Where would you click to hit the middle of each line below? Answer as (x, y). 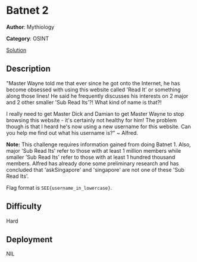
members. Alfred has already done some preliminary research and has (93, 163)
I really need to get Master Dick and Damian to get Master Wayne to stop (95, 113)
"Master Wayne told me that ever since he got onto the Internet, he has (93, 83)
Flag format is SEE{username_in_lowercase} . (59, 187)
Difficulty (24, 206)
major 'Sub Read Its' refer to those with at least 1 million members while (94, 150)
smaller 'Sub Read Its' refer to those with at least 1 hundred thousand (91, 157)
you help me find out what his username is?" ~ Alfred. (72, 132)
